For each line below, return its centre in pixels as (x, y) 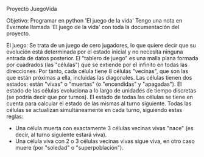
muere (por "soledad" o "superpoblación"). (69, 148)
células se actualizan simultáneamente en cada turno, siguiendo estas (94, 110)
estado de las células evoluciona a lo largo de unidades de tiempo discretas (101, 90)
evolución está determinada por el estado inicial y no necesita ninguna (95, 52)
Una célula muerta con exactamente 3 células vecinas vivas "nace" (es (104, 128)
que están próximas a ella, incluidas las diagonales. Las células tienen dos (99, 78)
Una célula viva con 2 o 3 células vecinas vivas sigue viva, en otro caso (105, 141)
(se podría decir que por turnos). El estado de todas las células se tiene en (100, 97)
